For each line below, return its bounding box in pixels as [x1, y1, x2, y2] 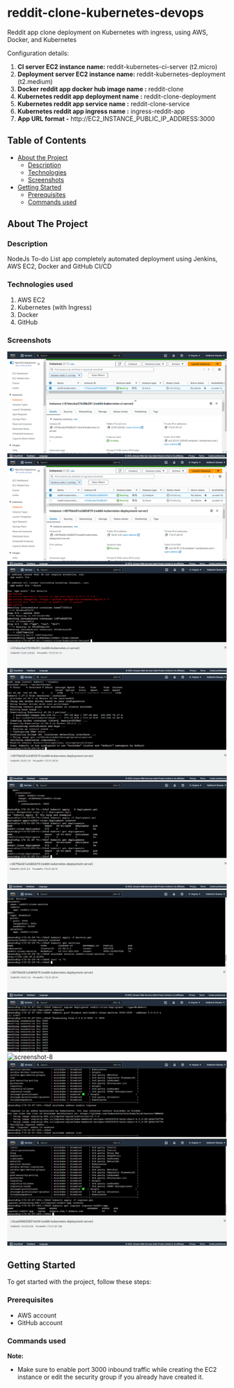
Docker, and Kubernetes [7, 35, 77, 43]
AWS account [17, 1311, 57, 1320]
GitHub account [17, 1318, 63, 1327]
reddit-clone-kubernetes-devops [7, 5, 204, 21]
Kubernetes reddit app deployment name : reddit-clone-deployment [17, 92, 217, 101]
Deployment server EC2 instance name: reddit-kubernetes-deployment [17, 70, 226, 78]
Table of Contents [7, 135, 87, 147]
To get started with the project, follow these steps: [7, 1278, 152, 1286]
